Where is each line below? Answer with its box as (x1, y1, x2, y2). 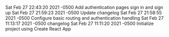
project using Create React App (5, 26, 71, 32)
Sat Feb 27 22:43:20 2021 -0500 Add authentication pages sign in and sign (5, 5, 163, 10)
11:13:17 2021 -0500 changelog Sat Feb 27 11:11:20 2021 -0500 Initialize (5, 20, 154, 26)
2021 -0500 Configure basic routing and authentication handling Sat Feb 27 (5, 15, 164, 21)
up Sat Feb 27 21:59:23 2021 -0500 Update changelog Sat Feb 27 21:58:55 (5, 10, 162, 16)
